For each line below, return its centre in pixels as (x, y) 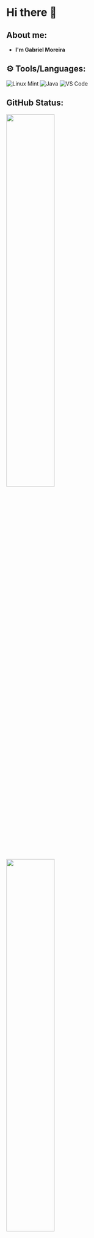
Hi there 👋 (31, 13)
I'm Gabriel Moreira (40, 49)
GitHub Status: (35, 103)
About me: (27, 35)
